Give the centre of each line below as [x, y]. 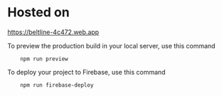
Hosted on [38, 12]
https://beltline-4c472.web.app [53, 32]
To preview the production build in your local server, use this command [111, 46]
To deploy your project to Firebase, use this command [86, 72]
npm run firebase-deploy [57, 85]
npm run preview [44, 59]
